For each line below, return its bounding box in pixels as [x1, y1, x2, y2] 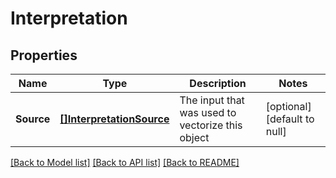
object [179, 131, 210, 144]
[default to [265, 112, 315, 126]
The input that [179, 93, 245, 107]
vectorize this [179, 118, 243, 132]
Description [189, 77, 247, 90]
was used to [179, 106, 237, 119]
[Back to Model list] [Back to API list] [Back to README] [10, 157, 240, 168]
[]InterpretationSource [59, 112, 170, 126]
